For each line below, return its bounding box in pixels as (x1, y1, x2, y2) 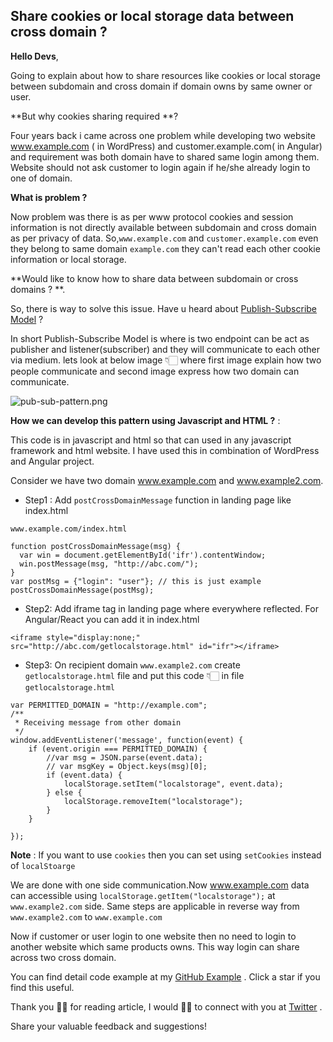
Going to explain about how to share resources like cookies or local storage (10, 69, 321, 81)
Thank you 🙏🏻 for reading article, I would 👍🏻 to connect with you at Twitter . (10, 1000, 323, 1013)
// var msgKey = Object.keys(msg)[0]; (46, 761, 208, 771)
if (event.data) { (46, 770, 123, 780)
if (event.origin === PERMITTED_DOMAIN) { (28, 744, 208, 754)
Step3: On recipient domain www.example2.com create (24, 659, 241, 671)
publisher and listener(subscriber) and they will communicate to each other (10, 343, 320, 355)
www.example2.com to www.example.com (10, 910, 163, 923)
